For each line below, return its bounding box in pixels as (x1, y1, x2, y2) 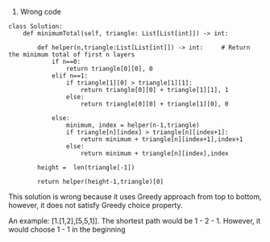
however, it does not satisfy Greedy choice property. (8, 201, 183, 210)
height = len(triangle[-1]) (37, 164, 135, 172)
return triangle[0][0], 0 (65, 65, 153, 73)
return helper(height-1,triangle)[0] (37, 177, 164, 186)
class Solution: (8, 23, 63, 31)
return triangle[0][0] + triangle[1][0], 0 (80, 100, 229, 108)
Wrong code (19, 7, 62, 16)
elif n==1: (51, 72, 89, 80)
